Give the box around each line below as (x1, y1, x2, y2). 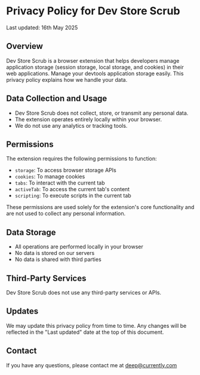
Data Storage (6, 227, 56, 237)
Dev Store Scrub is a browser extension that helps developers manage (6, 57, 180, 64)
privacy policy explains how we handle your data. (6, 76, 128, 83)
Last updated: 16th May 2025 (6, 24, 78, 31)
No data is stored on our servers (14, 250, 95, 257)
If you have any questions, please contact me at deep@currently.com (6, 361, 177, 368)
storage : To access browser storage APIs (14, 167, 116, 174)
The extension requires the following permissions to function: (6, 155, 157, 162)
